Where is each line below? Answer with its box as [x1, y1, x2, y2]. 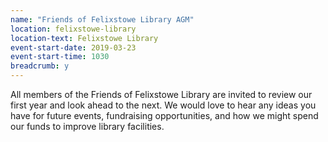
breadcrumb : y [10, 61, 70, 71]
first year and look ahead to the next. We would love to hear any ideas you [10, 99, 317, 111]
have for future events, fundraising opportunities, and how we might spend [10, 110, 319, 121]
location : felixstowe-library [10, 24, 137, 34]
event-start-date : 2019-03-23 [10, 42, 137, 53]
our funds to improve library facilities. [10, 121, 165, 132]
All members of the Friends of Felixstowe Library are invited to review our [10, 89, 313, 100]
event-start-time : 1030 [10, 52, 110, 62]
